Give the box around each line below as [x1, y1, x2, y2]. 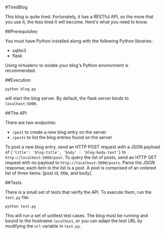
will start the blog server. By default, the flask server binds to [5, 96, 129, 101]
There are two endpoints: [5, 120, 57, 125]
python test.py [5, 204, 36, 209]
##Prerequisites [5, 29, 38, 34]
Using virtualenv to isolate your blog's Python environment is [5, 63, 129, 68]
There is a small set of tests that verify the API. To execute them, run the [5, 189, 152, 195]
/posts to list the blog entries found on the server [12, 134, 112, 140]
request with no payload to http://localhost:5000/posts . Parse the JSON [5, 160, 155, 166]
